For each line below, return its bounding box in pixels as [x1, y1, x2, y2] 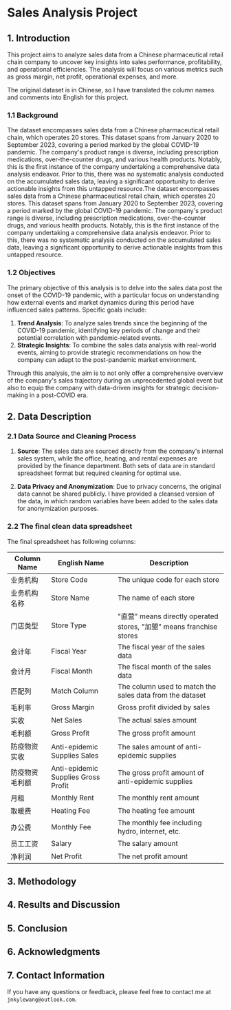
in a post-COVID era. [29, 391, 88, 399]
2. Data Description [7, 410, 91, 422]
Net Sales [51, 715, 82, 725]
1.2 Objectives [7, 267, 56, 277]
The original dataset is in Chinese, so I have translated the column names [7, 86, 214, 94]
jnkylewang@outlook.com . [7, 995, 77, 1003]
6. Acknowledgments [7, 946, 101, 958]
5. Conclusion [7, 922, 67, 934]
